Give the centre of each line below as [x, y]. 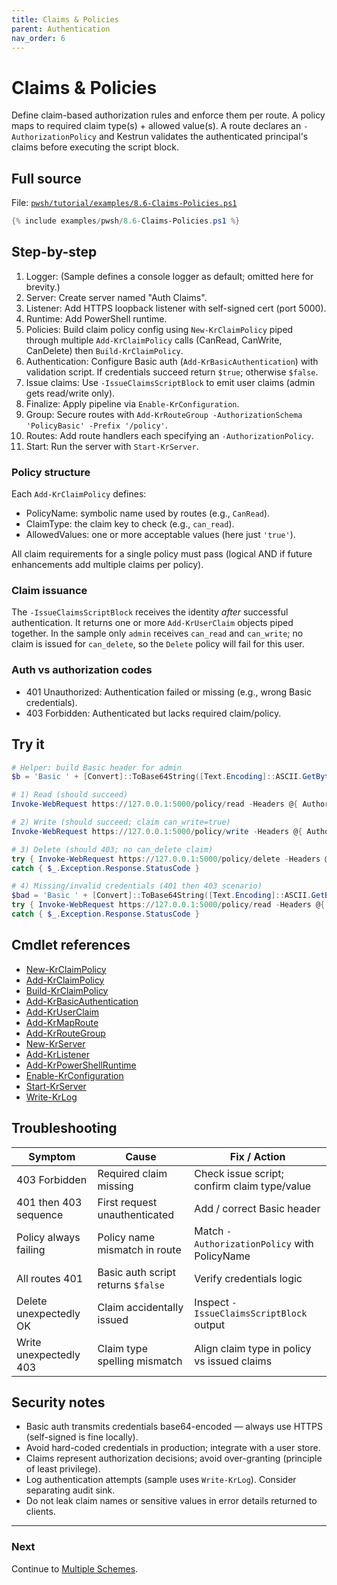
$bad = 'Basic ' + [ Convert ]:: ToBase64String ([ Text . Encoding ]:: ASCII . [161, 896]
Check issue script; [239, 1173]
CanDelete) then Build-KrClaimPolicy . [104, 350]
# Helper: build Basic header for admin [97, 767]
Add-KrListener [57, 1054]
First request [127, 1202]
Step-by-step [54, 252]
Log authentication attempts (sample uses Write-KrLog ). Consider [161, 1480]
